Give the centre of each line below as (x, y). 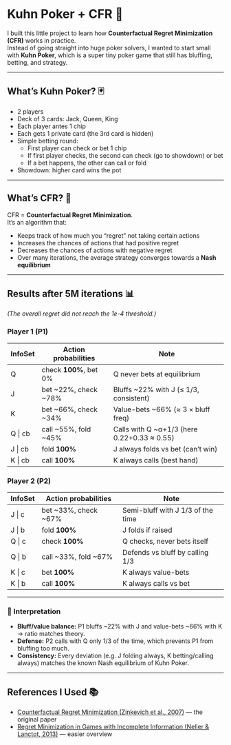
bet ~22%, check (70, 389)
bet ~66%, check (70, 409)
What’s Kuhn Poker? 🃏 (56, 91)
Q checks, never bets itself (165, 541)
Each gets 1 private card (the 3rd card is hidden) (85, 133)
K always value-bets (156, 572)
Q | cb (21, 433)
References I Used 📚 (53, 692)
